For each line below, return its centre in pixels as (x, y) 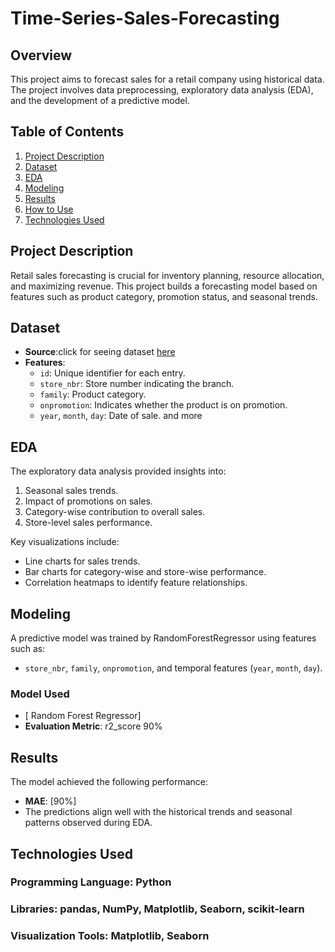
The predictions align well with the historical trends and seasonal (158, 812)
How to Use (49, 209)
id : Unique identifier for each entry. (112, 373)
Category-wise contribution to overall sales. (115, 512)
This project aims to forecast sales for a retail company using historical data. (167, 79)
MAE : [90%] (50, 801)
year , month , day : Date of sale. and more (121, 416)
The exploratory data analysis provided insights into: (118, 471)
